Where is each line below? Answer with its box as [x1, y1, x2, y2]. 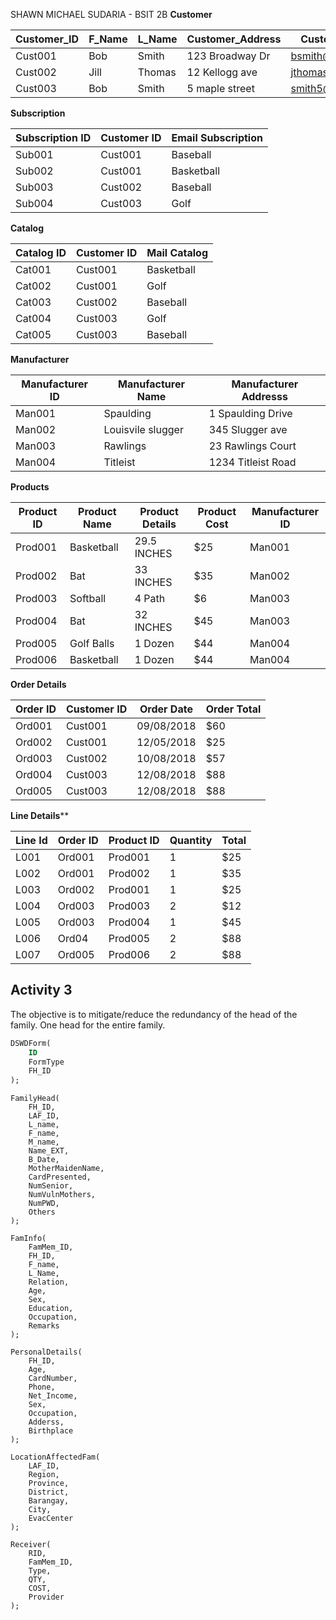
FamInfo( [10, 1234, 47, 1244]
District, [28, 1487, 70, 1498]
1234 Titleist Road [208, 455, 297, 469]
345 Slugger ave [208, 423, 288, 436]
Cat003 [15, 295, 52, 309]
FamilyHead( [10, 1094, 60, 1104]
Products [10, 481, 50, 493]
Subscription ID [15, 131, 92, 144]
